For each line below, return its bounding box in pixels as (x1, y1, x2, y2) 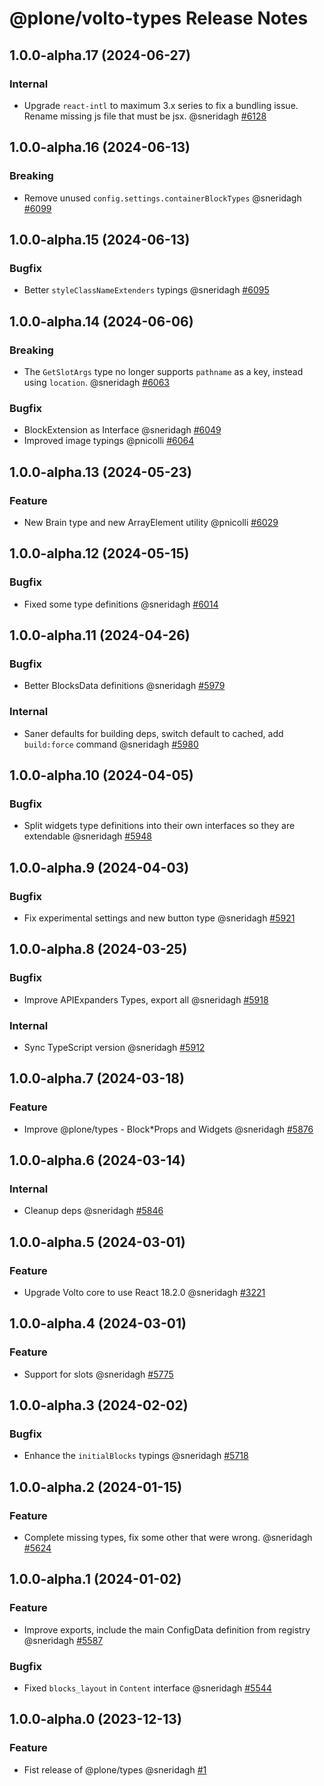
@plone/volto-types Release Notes (9, 7, 309, 30)
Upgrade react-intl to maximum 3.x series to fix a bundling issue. (23, 99, 299, 111)
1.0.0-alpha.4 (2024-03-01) (9, 1315, 187, 1332)
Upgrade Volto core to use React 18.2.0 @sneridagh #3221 (23, 1287, 266, 1299)
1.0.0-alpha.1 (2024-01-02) (9, 1571, 182, 1588)
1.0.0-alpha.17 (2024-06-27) (9, 47, 191, 64)
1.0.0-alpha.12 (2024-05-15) (9, 545, 190, 562)
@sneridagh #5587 (23, 1634, 104, 1646)
